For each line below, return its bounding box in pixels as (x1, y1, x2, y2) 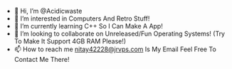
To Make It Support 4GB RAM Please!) (14, 37, 127, 46)
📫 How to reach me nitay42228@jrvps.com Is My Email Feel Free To (14, 45, 217, 53)
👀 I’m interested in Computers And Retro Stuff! (14, 14, 150, 23)
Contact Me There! (14, 55, 70, 63)
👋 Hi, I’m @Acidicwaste (14, 7, 83, 15)
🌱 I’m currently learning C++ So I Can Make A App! (14, 22, 164, 30)
